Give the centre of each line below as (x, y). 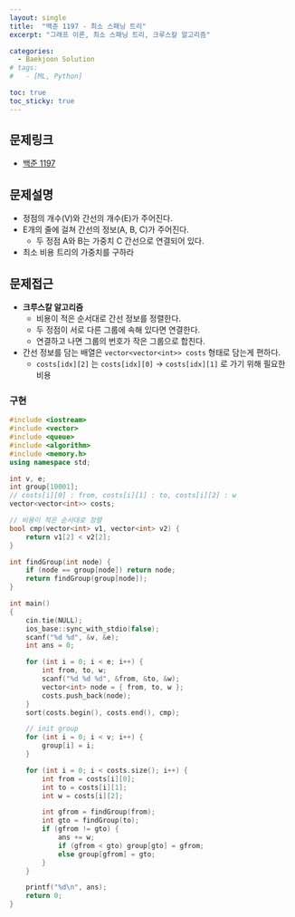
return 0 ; (44, 896)
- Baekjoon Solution (56, 60)
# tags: (24, 68)
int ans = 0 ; (50, 646)
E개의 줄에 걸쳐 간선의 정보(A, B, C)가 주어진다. (106, 230)
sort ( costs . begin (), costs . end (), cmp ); (103, 712)
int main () (30, 603)
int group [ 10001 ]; (44, 487)
